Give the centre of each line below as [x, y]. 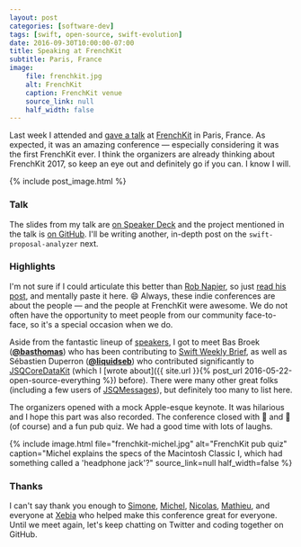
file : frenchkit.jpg [64, 76]
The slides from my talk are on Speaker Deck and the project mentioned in [147, 224]
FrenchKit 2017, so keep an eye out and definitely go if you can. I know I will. [150, 164]
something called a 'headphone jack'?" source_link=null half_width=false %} [151, 462]
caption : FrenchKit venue [74, 93]
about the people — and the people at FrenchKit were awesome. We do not [149, 305]
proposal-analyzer [44, 244]
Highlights [32, 266]
